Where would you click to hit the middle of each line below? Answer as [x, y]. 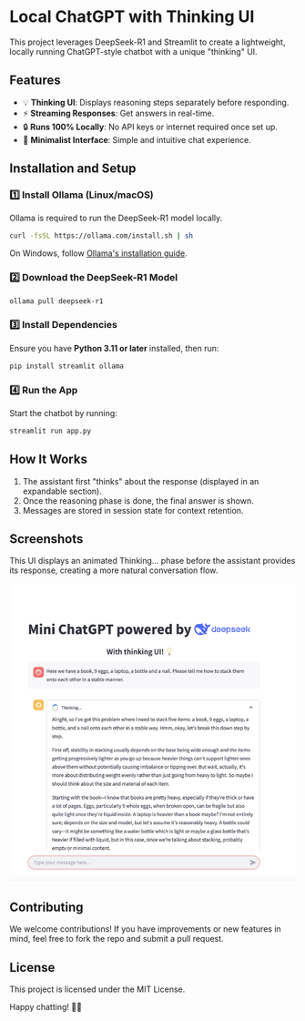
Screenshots [46, 539]
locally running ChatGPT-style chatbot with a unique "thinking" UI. [133, 51]
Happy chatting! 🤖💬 [46, 1007]
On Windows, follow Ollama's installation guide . [99, 253]
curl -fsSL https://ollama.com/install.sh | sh [102, 236]
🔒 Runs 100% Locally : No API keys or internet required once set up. [150, 127]
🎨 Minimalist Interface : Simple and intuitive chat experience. [137, 139]
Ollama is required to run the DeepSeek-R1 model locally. [116, 218]
